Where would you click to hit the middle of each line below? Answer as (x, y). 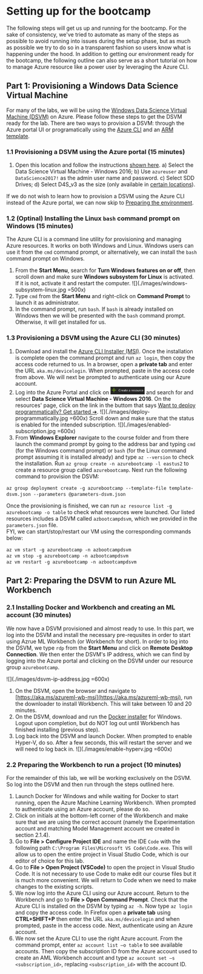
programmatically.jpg (42, 418)
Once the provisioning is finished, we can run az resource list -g (89, 506)
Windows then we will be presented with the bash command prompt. (100, 316)
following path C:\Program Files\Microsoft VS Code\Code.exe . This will (104, 847)
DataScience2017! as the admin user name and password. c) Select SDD (105, 178)
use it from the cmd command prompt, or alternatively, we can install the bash (101, 252)
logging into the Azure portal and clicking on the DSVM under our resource (100, 661)
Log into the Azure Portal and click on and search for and (104, 392)
